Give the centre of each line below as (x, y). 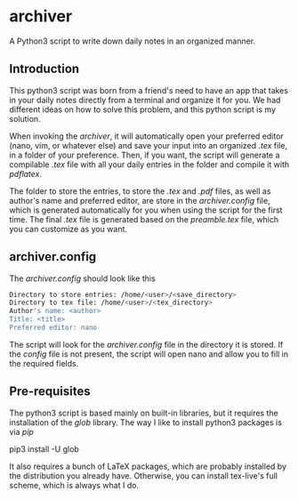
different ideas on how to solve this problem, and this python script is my (143, 109)
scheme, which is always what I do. (74, 485)
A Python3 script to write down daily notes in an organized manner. (133, 41)
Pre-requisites (50, 392)
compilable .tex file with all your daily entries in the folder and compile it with (149, 164)
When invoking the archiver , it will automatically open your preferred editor (147, 136)
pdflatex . (26, 173)
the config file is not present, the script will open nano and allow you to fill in (149, 354)
